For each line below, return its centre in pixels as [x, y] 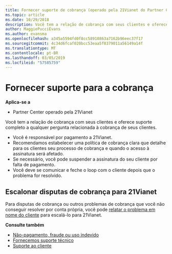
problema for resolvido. [37, 175]
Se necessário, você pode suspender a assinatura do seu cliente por [85, 159]
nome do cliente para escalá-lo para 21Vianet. [54, 215]
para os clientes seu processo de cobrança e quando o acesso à [81, 148]
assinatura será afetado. [38, 154]
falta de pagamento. [34, 165]
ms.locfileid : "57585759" [33, 63]
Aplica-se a [18, 102]
